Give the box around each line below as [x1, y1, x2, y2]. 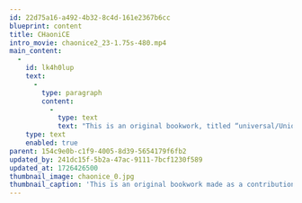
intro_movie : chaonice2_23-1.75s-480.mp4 [9, 38, 167, 48]
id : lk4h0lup [25, 64, 75, 73]
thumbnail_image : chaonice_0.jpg [9, 172, 135, 181]
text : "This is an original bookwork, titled [57, 122, 231, 131]
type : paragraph [41, 88, 102, 97]
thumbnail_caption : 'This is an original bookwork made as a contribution [9, 181, 296, 190]
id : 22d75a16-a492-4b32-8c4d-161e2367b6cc [9, 13, 171, 22]
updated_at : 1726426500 [9, 163, 99, 172]
